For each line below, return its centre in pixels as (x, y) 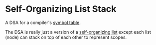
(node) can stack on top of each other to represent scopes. (66, 37)
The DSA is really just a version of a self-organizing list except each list (78, 32)
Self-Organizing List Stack (61, 9)
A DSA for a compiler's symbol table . (43, 22)
